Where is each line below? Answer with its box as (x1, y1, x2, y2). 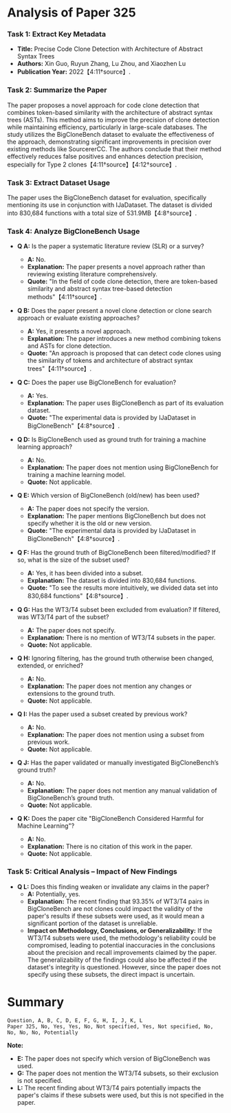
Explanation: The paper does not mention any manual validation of (27, 786, 218, 795)
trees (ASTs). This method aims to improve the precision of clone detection (7, 115, 220, 124)
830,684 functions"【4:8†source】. (27, 592, 129, 600)
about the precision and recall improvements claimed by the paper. (27, 948, 217, 956)
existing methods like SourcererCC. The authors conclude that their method (7, 144, 222, 153)
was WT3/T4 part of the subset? (16, 613, 109, 621)
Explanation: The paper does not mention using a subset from (27, 731, 205, 739)
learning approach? (16, 443, 73, 451)
